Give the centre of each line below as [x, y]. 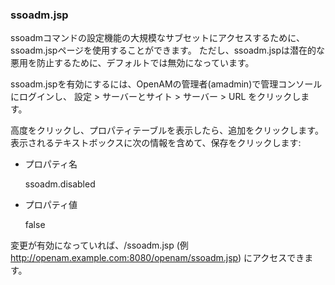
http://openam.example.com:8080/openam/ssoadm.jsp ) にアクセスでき [157, 258]
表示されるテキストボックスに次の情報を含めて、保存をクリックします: [156, 143]
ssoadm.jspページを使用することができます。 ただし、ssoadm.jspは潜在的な [168, 50]
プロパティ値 [51, 205]
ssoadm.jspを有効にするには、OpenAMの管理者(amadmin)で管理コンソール [166, 84]
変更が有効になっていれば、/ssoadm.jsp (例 [99, 245]
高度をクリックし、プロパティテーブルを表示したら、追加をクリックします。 [167, 130]
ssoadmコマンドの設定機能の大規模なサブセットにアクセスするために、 [157, 38]
